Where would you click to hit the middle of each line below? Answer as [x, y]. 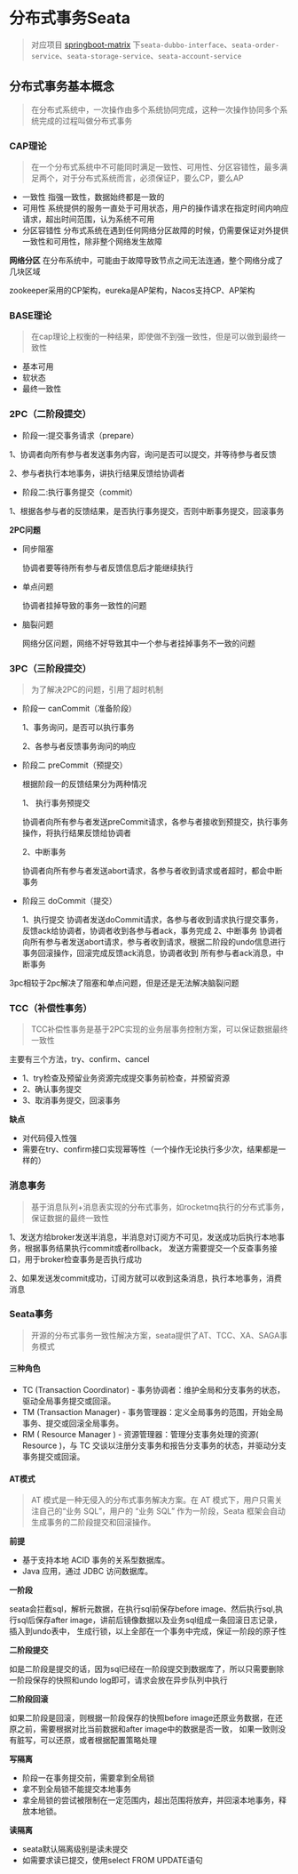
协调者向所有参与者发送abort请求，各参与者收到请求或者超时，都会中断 [152, 870]
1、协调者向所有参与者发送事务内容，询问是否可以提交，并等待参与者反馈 [143, 454]
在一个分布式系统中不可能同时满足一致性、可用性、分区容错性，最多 [155, 167]
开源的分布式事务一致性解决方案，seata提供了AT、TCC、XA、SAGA [155, 1335]
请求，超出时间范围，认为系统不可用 [88, 220]
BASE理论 [31, 315]
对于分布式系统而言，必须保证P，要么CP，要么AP [153, 178]
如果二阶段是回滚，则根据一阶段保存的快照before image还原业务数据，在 [142, 1718]
